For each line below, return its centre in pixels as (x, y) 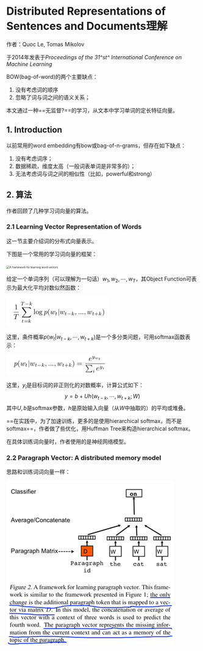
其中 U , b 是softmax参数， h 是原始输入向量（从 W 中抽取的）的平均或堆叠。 (98, 408)
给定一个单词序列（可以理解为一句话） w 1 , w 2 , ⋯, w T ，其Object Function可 (99, 279)
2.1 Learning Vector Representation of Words (74, 227)
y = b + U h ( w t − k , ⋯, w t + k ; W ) (102, 397)
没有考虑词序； (34, 158)
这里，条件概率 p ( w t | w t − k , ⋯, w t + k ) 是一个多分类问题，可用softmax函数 (96, 337)
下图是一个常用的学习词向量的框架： (52, 254)
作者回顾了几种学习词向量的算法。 (49, 211)
